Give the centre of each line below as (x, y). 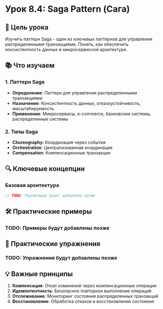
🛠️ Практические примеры (49, 211)
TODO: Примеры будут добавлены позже (57, 228)
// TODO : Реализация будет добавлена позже (50, 195)
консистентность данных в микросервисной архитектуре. (66, 49)
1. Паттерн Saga (25, 82)
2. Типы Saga (22, 131)
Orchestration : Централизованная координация (62, 147)
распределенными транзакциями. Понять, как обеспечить (67, 44)
